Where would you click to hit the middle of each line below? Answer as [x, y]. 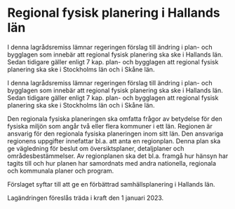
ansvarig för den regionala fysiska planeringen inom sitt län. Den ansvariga [115, 134]
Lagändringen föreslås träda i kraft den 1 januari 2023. [86, 198]
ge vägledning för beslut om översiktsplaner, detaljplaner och [96, 148]
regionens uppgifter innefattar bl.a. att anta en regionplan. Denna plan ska [114, 140]
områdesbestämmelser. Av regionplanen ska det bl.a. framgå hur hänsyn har [118, 156]
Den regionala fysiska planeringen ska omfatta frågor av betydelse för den [115, 118]
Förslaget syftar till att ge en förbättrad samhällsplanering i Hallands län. [111, 184]
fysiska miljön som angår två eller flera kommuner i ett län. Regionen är [110, 126]
